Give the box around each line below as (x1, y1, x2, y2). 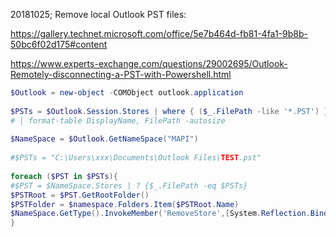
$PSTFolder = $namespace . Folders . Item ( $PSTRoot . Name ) (10, 199, 240, 209)
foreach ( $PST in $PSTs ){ (10, 171, 118, 181)
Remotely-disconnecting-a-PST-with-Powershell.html (10, 69, 232, 80)
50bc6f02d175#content (10, 39, 108, 50)
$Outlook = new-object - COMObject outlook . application (10, 88, 244, 98)
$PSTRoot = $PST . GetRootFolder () (10, 190, 150, 200)
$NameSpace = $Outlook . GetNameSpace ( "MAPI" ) (10, 134, 199, 144)
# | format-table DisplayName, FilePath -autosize (10, 115, 226, 126)
